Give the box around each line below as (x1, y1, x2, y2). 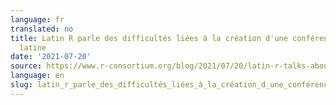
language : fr (10, 14, 65, 25)
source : (10, 61, 43, 71)
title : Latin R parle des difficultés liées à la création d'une (10, 33, 288, 43)
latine (19, 42, 47, 53)
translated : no (10, 24, 74, 34)
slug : (10, 80, 33, 90)
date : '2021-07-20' (10, 52, 92, 62)
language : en (10, 71, 65, 81)
